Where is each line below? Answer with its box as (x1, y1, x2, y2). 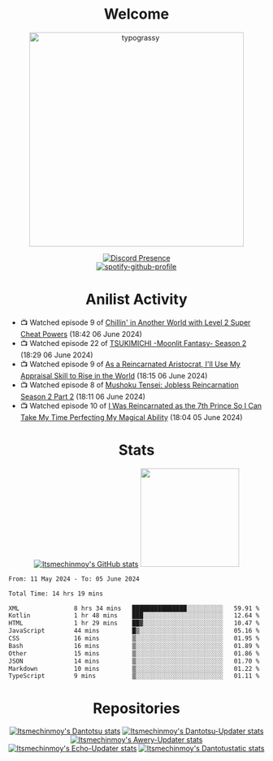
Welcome (104, 5, 169, 24)
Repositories (93, 699, 180, 718)
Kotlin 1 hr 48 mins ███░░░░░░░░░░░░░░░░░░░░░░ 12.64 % (8, 612, 260, 620)
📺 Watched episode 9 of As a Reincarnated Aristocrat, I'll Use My (19, 359, 241, 369)
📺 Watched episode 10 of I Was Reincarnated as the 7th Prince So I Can (19, 400, 262, 410)
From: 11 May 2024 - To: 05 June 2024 (8, 574, 140, 583)
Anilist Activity (84, 290, 188, 309)
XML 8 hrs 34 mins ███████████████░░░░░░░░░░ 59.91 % (8, 604, 260, 612)
